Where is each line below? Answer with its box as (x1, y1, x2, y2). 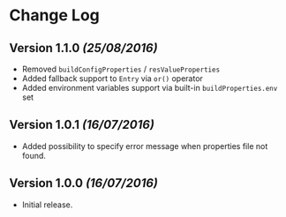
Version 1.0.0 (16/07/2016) (9, 176, 159, 191)
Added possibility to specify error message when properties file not (21, 140, 268, 151)
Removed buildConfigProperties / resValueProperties (21, 64, 221, 74)
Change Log (9, 5, 100, 26)
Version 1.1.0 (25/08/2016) (9, 41, 158, 56)
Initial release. (21, 199, 73, 210)
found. (21, 150, 47, 161)
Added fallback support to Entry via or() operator (21, 73, 203, 84)
